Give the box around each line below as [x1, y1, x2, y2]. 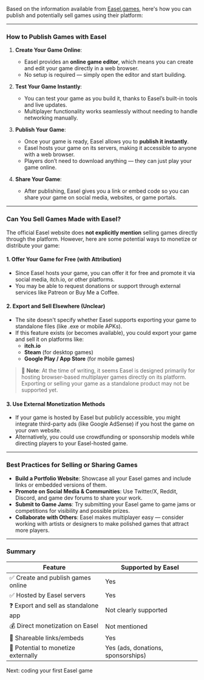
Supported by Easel [121, 563, 179, 571]
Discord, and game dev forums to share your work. [15, 494, 143, 501]
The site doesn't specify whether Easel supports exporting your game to [15, 317, 197, 323]
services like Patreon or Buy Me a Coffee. [15, 288, 120, 296]
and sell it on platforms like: [15, 335, 84, 343]
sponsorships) [105, 651, 147, 659]
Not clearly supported [105, 606, 168, 615]
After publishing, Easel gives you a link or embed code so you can [24, 187, 189, 195]
